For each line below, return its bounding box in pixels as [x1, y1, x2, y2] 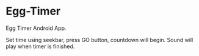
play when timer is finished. [5, 43, 75, 50]
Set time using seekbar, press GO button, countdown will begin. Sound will [5, 36, 194, 43]
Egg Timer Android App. [5, 24, 67, 32]
